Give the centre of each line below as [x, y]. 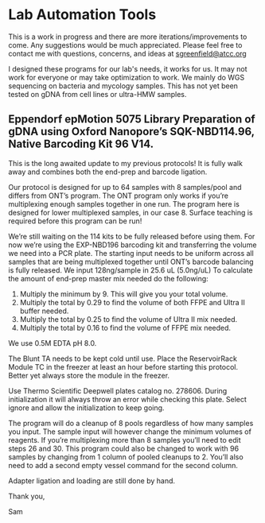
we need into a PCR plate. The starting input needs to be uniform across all [131, 253]
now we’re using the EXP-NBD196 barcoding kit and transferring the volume [132, 245]
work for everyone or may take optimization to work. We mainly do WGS [127, 77]
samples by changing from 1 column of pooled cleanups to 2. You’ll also [126, 457]
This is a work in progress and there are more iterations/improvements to [128, 37]
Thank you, [27, 496]
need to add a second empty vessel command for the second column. [123, 465]
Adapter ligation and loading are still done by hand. [92, 480]
